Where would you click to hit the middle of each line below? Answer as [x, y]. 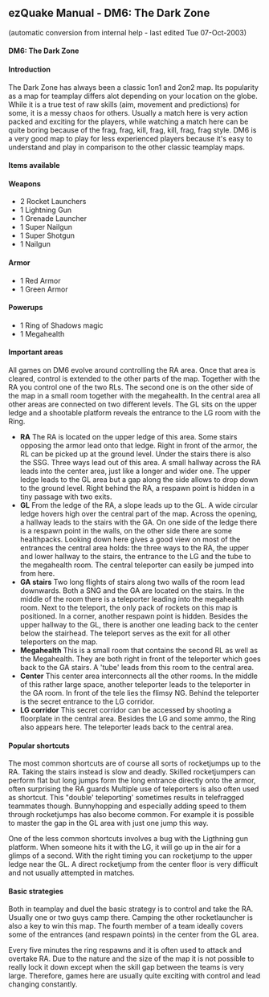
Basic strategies [36, 891]
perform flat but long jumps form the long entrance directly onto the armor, [132, 780]
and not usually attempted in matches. [71, 873]
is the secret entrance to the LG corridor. [87, 701]
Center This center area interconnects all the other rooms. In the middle [139, 676]
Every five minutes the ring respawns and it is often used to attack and [125, 950]
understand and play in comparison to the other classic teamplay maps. [127, 147]
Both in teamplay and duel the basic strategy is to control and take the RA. [131, 909]
